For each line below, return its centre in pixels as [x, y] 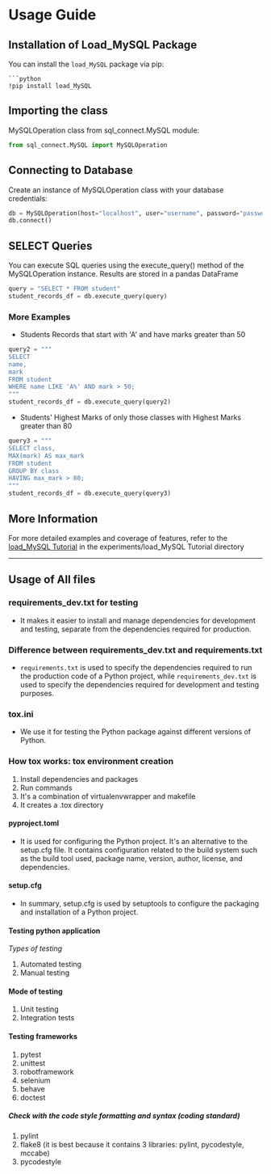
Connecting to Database [71, 170]
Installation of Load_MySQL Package [103, 45]
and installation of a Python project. [79, 912]
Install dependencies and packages [79, 779]
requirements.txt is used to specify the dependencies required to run [136, 667]
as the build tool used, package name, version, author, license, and [131, 858]
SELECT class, [32, 448]
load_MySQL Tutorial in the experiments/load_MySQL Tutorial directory [126, 547]
